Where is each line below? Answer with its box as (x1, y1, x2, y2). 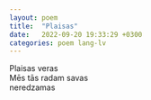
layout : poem (9, 13, 58, 23)
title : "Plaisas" (9, 22, 78, 31)
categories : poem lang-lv (9, 38, 106, 48)
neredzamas (9, 82, 56, 93)
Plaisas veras (9, 63, 58, 74)
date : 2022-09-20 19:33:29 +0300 (9, 30, 143, 39)
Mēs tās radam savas (9, 73, 88, 84)
